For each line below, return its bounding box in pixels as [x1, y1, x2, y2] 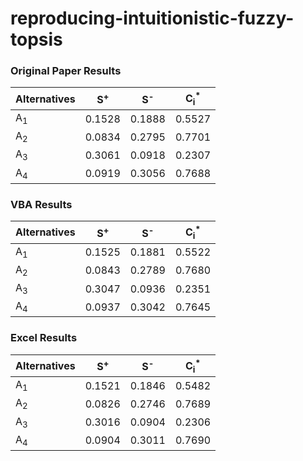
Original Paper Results [10, 64, 122, 78]
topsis [10, 28, 63, 51]
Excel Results [10, 331, 78, 345]
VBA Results [10, 197, 73, 211]
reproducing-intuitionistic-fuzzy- [10, 7, 295, 30]
